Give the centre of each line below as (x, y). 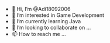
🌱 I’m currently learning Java (46, 21)
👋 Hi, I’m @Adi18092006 (41, 9)
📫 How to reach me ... (39, 34)
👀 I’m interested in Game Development (58, 15)
